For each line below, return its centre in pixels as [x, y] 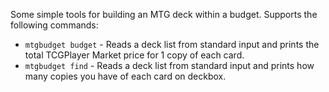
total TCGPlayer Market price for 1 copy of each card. [134, 55]
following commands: [54, 25]
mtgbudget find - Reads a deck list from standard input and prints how [169, 65]
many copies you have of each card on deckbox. [125, 76]
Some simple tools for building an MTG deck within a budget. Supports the [164, 14]
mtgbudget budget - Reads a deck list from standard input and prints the [172, 44]
